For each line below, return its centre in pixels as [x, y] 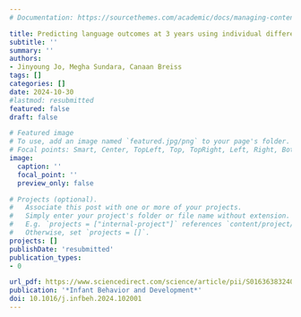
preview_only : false [56, 183]
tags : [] [26, 76]
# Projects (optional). [54, 199]
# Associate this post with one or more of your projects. [126, 208]
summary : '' [31, 50]
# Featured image [42, 133]
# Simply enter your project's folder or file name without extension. [150, 216]
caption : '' [40, 167]
